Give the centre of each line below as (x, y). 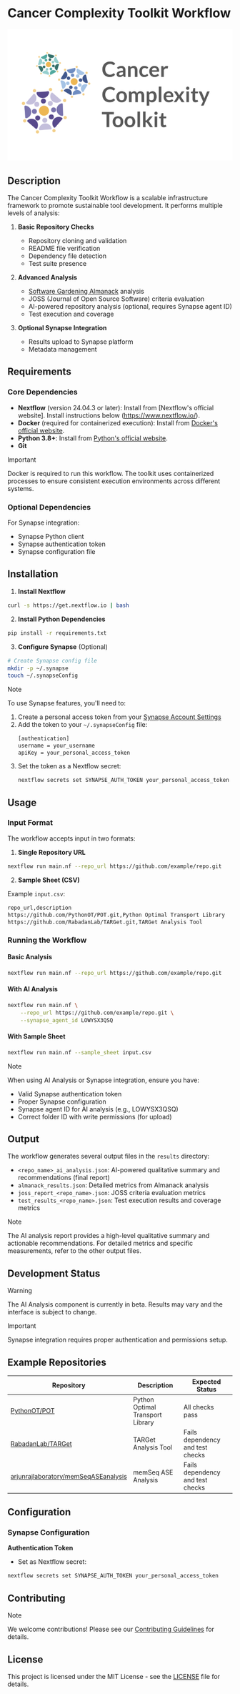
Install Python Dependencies (61, 619)
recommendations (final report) (64, 1178)
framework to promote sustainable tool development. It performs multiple (115, 206)
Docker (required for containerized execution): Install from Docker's (117, 422)
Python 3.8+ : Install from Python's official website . (92, 438)
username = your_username (56, 746)
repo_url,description (40, 908)
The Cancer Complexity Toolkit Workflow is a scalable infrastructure (108, 198)
